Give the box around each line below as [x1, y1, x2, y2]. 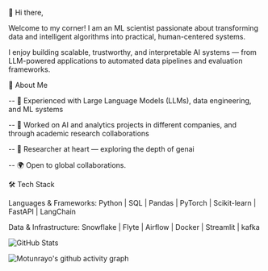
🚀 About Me [8, 81, 48, 90]
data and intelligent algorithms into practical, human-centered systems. [8, 32, 246, 41]
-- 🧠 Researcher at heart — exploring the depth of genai [8, 144, 195, 153]
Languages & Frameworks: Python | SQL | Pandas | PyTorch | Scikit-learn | [8, 198, 257, 207]
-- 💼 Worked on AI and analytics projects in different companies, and [8, 120, 237, 129]
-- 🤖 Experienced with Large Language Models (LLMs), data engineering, [8, 96, 252, 105]
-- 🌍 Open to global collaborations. [8, 161, 127, 169]
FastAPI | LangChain [8, 206, 77, 216]
